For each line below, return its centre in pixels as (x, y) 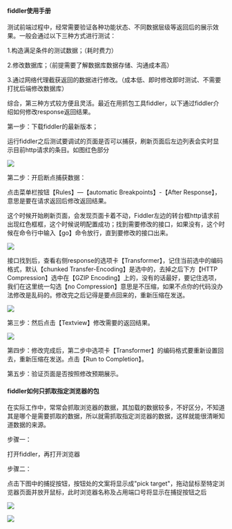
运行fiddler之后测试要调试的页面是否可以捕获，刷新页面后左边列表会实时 (110, 141)
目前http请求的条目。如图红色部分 (61, 150)
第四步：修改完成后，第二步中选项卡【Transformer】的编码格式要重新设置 (113, 351)
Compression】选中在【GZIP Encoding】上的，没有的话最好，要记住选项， (114, 278)
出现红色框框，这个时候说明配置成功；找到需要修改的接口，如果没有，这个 (113, 224)
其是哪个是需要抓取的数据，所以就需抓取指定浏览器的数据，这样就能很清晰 (113, 416)
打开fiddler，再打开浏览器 (44, 454)
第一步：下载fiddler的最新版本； (53, 127)
